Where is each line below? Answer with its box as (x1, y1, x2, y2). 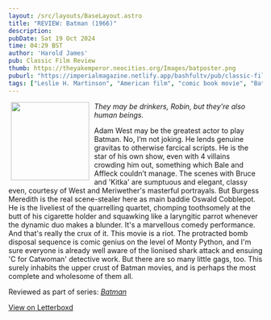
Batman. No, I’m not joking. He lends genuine (94, 134, 244, 143)
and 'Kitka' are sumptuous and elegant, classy (94, 177, 248, 186)
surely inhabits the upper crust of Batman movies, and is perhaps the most (8, 263, 256, 272)
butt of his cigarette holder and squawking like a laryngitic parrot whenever (8, 211, 258, 221)
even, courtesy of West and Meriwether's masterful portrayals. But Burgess (8, 185, 260, 195)
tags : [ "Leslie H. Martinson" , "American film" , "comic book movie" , (8, 79, 248, 87)
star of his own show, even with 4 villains (94, 151, 231, 161)
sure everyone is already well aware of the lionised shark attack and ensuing (8, 245, 263, 255)
